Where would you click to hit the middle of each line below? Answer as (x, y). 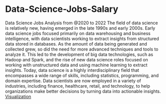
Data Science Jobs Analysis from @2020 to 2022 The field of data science (82, 23)
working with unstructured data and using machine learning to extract (76, 65)
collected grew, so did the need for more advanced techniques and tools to (82, 49)
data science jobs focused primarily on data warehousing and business (78, 33)
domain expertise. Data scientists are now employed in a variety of (73, 81)
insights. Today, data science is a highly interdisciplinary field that (72, 70)
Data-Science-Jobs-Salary (62, 9)
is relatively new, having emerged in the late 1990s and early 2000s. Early (80, 28)
